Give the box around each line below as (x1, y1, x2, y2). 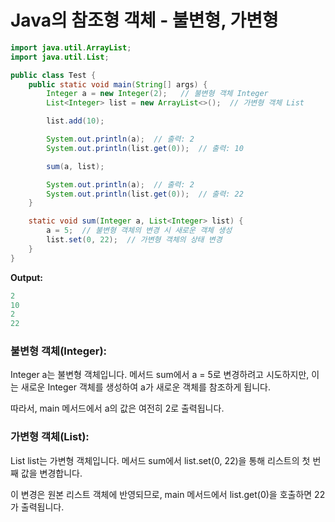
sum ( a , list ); (46, 161, 105, 171)
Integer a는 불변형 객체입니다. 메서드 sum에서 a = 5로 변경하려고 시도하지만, (10, 369, 310, 381)
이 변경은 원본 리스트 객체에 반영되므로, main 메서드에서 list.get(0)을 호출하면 (10, 488, 313, 500)
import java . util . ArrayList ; (10, 42, 132, 53)
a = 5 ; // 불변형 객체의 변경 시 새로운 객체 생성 (46, 226, 233, 236)
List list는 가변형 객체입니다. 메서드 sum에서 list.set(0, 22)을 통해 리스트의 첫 (10, 454, 311, 466)
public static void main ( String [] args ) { (28, 79, 208, 90)
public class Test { (10, 70, 97, 80)
